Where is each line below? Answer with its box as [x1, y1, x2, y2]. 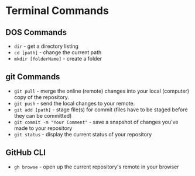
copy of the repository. [13, 93, 70, 100]
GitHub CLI [5, 147, 46, 158]
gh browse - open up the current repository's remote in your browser [13, 163, 179, 170]
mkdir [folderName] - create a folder [13, 55, 102, 62]
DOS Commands [5, 27, 67, 37]
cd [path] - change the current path [13, 49, 102, 56]
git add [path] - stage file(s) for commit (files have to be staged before [13, 106, 188, 113]
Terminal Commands [5, 4, 109, 17]
